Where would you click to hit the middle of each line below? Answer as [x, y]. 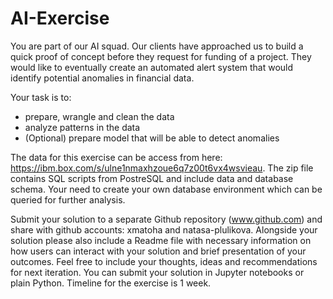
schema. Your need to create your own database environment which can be [166, 189]
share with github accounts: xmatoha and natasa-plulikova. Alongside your [164, 229]
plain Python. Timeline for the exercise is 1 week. [111, 283]
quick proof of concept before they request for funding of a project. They [161, 56]
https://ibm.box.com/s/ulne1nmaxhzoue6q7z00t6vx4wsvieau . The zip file [162, 168]
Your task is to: [41, 97]
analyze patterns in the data [82, 127]
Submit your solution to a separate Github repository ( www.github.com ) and [166, 219]
